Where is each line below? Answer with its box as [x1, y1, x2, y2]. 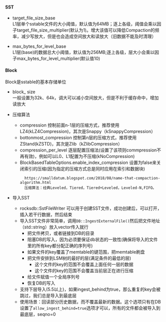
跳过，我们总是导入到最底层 [19, 293, 77, 299]
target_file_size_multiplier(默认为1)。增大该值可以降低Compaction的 [16, 27, 155, 33]
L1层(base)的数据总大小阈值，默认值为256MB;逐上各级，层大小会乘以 [12, 49, 155, 55]
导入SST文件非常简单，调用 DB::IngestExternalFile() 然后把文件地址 [19, 218, 161, 224]
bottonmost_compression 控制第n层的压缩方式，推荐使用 [19, 135, 137, 141]
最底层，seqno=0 [19, 312, 56, 318]
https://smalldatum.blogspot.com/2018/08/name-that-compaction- [24, 176, 161, 181]
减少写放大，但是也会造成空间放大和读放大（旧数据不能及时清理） [21, 33, 157, 39]
